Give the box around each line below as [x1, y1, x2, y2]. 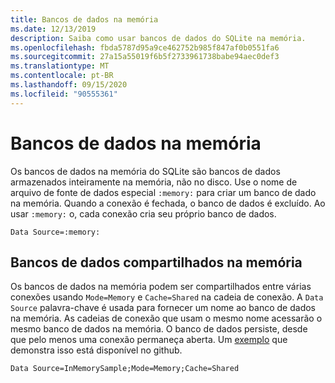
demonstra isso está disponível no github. [10, 344, 183, 356]
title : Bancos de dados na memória [10, 14, 159, 25]
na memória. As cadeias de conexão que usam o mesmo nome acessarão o [10, 312, 323, 325]
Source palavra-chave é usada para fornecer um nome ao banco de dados [10, 302, 317, 314]
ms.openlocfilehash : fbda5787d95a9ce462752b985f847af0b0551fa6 [10, 42, 280, 53]
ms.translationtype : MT [10, 61, 110, 71]
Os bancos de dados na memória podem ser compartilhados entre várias [10, 281, 312, 293]
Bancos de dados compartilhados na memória [10, 254, 303, 271]
